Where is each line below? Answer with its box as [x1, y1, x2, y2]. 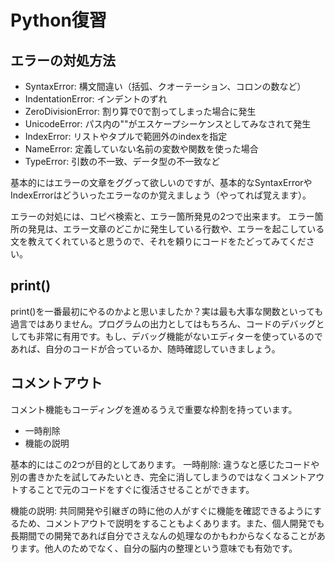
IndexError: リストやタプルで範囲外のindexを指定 [24, 131, 228, 142]
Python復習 [10, 9, 107, 32]
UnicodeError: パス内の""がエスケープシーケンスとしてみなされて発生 [24, 118, 312, 130]
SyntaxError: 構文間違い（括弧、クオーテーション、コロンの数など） [24, 81, 307, 92]
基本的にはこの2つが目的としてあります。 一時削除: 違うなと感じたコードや [10, 458, 320, 470]
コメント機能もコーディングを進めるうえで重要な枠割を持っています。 [10, 403, 298, 415]
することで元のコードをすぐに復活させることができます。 [18, 483, 255, 495]
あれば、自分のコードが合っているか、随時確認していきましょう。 [10, 342, 281, 355]
